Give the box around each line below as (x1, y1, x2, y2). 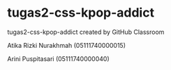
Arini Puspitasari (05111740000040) (7, 54, 110, 63)
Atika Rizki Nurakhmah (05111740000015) (7, 41, 126, 49)
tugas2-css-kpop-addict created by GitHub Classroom (7, 28, 165, 36)
